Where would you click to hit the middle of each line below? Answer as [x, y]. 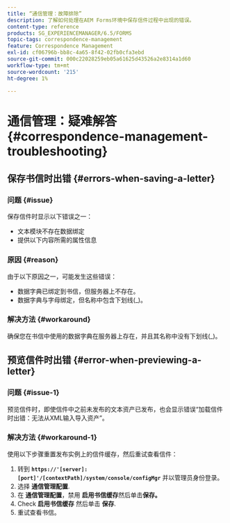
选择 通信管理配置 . [43, 486]
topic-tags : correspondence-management [65, 40]
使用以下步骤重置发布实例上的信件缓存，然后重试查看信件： [92, 454]
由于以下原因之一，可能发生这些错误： [62, 276]
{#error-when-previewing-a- [137, 360]
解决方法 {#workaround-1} [52, 437]
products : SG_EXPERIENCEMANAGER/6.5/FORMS [69, 33]
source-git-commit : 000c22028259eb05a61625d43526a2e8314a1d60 [99, 59]
